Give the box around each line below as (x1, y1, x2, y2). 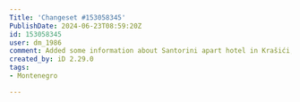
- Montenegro (9, 72, 58, 81)
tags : (9, 64, 30, 72)
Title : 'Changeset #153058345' (9, 13, 126, 22)
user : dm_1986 (9, 38, 63, 47)
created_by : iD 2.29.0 (9, 55, 94, 64)
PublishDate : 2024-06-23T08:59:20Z (9, 21, 142, 30)
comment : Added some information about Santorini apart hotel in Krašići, (9, 47, 295, 55)
